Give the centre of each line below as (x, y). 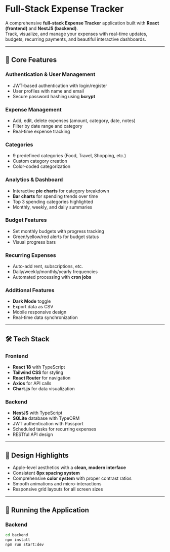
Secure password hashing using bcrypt (54, 96)
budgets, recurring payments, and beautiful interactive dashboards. (76, 39)
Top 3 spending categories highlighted (53, 201)
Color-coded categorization (41, 166)
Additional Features (30, 290)
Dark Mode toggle (32, 301)
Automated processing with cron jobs (52, 277)
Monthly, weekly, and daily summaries (52, 207)
